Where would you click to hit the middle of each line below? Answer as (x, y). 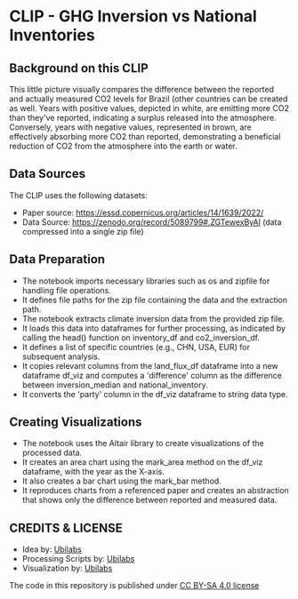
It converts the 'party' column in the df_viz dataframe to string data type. (155, 394)
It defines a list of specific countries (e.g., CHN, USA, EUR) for (136, 347)
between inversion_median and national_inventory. (115, 385)
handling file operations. (66, 290)
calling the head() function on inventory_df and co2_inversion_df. (141, 337)
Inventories (52, 35)
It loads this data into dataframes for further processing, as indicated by (154, 328)
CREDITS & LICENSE (66, 527)
